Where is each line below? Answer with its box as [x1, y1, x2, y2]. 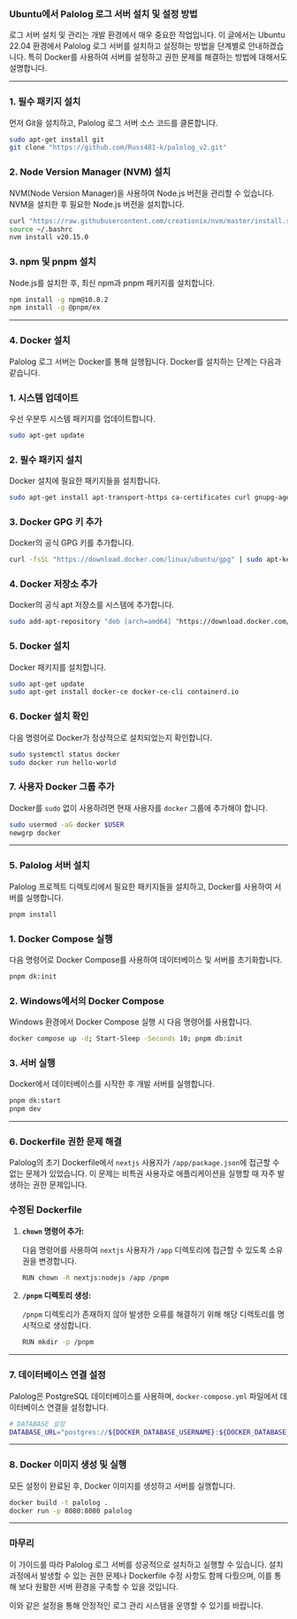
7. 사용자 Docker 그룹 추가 [9, 781, 115, 793]
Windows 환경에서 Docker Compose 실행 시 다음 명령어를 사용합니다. [9, 1016, 253, 1027]
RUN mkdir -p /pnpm [21, 1338, 95, 1347]
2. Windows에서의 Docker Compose [9, 994, 165, 1007]
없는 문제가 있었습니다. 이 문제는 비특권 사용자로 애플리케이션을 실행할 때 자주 [9, 1168, 276, 1179]
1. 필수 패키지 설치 [9, 96, 81, 108]
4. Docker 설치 [9, 334, 71, 346]
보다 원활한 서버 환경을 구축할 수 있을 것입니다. [18, 1581, 179, 1592]
